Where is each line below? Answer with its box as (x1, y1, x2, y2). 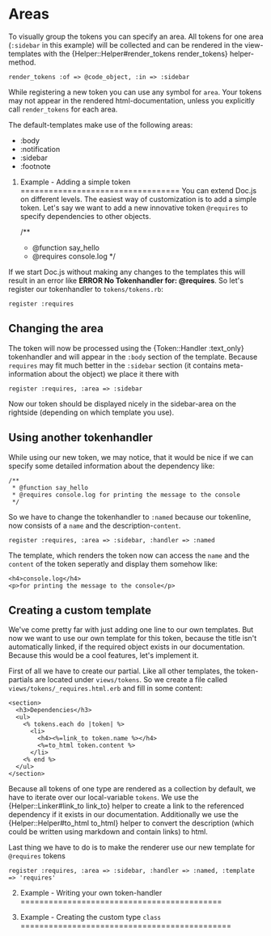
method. (8, 57, 36, 67)
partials (8, 675, 34, 685)
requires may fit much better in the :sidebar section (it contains (8, 360, 222, 370)
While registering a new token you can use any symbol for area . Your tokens (8, 86, 262, 97)
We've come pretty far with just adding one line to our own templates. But (8, 625, 254, 635)
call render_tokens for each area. (8, 104, 118, 114)
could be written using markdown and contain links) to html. (8, 827, 209, 837)
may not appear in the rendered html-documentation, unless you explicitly (8, 95, 255, 105)
